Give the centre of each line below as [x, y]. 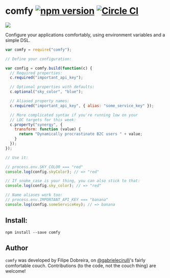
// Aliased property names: [40, 101]
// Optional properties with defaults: [52, 87]
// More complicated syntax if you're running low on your [74, 115]
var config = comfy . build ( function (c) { [49, 68]
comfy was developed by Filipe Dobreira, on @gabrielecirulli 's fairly [75, 260]
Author [17, 248]
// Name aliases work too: [34, 195]
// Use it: [17, 157]
